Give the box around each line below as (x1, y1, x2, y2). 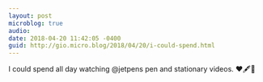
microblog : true (8, 19, 63, 27)
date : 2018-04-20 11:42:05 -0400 (8, 34, 121, 43)
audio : (8, 27, 31, 35)
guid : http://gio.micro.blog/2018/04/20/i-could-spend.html (8, 42, 216, 50)
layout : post (8, 11, 53, 20)
